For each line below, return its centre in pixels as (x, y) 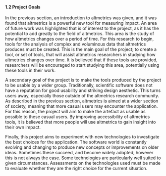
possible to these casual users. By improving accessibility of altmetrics (78, 117)
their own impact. (23, 127)
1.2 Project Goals (23, 7)
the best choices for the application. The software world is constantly (76, 142)
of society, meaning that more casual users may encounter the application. (82, 106)
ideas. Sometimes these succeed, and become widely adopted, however (79, 153)
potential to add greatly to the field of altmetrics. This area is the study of (80, 34)
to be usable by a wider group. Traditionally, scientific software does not (79, 85)
